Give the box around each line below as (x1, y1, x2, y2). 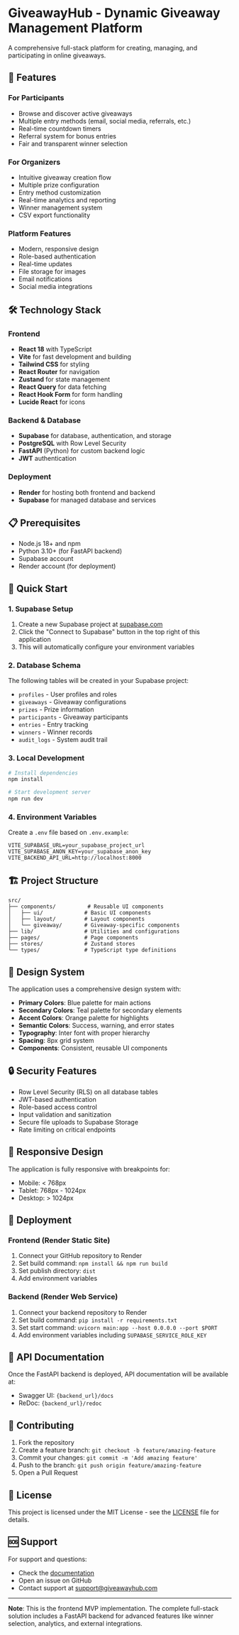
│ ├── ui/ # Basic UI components (8, 909, 152, 917)
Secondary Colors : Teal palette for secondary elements (18, 1006, 182, 1015)
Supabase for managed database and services (18, 496, 157, 504)
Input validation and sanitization (18, 1110, 112, 1119)
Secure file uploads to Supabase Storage (18, 1117, 139, 1126)
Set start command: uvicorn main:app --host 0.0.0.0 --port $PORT (18, 1323, 218, 1332)
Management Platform (8, 20, 143, 36)
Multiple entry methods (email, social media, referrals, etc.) (18, 116, 191, 125)
